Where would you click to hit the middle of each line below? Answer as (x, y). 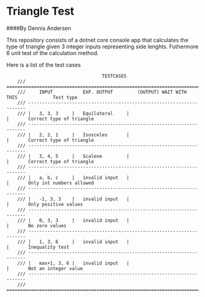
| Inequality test (38, 247)
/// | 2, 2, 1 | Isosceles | (74, 135)
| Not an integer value (45, 268)
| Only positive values (45, 204)
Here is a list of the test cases (44, 65)
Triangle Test (40, 11)
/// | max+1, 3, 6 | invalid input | (74, 263)
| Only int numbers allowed (50, 183)
